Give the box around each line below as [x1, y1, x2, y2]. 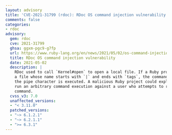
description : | [10, 65, 42, 70]
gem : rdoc [10, 36, 31, 42]
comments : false [5, 17, 40, 22]
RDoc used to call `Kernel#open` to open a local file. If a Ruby [14, 70, 159, 75]
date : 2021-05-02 [10, 60, 47, 65]
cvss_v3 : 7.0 [10, 93, 38, 99]
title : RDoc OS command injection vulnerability [10, 55, 116, 61]
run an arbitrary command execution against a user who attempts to [14, 84, 164, 89]
